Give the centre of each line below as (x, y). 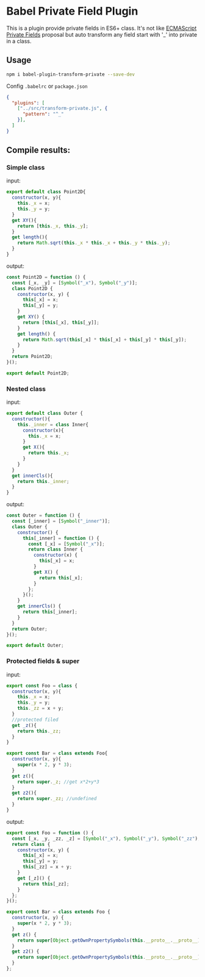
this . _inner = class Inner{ (53, 424)
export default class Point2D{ (46, 192)
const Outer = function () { (43, 516)
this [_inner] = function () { (61, 538)
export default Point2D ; (38, 373)
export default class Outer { (45, 413)
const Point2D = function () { (46, 277)
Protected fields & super (43, 661)
